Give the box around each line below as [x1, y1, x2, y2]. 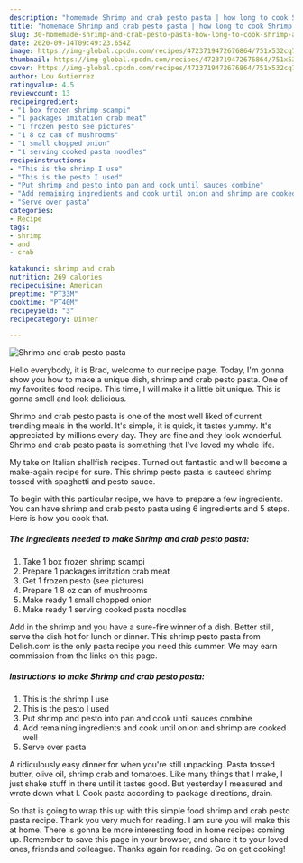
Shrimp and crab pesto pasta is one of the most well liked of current [9, 411, 262, 422]
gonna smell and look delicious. [9, 393, 127, 404]
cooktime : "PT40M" [9, 298, 78, 307]
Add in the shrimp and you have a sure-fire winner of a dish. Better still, [9, 621, 275, 632]
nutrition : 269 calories [9, 272, 103, 282]
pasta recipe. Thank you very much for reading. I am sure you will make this [9, 815, 291, 826]
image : [9, 47, 34, 56]
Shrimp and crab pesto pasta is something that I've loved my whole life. [9, 439, 275, 451]
